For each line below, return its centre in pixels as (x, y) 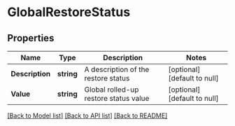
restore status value (117, 98)
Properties (31, 38)
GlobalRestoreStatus (69, 12)
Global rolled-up (112, 90)
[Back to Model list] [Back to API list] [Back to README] (87, 115)
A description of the (117, 69)
